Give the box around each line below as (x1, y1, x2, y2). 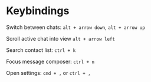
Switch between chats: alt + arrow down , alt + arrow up (6, 24, 146, 31)
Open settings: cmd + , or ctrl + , (6, 69, 91, 76)
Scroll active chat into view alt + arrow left (6, 35, 115, 42)
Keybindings (6, 4, 70, 18)
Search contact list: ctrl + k (6, 46, 76, 54)
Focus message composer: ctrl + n (6, 58, 95, 65)
